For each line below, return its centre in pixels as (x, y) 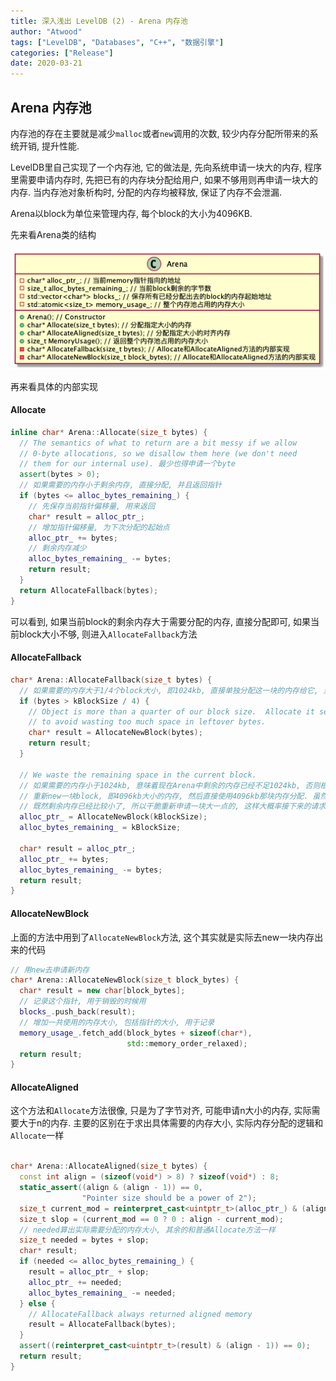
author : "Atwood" (46, 31)
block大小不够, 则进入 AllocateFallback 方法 (108, 634)
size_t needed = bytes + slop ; (84, 1240)
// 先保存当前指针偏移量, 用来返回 (91, 506)
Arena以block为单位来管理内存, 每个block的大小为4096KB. (131, 213)
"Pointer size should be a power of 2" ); (169, 1198)
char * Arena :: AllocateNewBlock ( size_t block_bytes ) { (125, 980)
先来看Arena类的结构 (53, 234)
